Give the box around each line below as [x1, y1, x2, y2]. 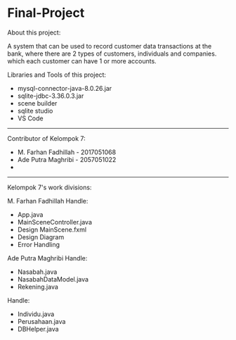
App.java [17, 210, 44, 219]
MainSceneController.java [17, 218, 93, 226]
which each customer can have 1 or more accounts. [7, 56, 157, 65]
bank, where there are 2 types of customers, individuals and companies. [7, 49, 217, 58]
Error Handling [17, 240, 60, 248]
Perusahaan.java [17, 317, 66, 325]
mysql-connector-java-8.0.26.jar [17, 84, 112, 92]
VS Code [17, 114, 44, 122]
